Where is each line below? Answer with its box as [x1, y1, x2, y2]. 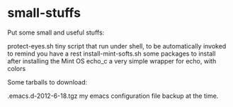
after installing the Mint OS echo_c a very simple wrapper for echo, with [7, 56, 217, 65]
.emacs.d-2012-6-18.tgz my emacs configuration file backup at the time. [7, 92, 219, 100]
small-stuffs [7, 5, 81, 21]
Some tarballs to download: [7, 77, 88, 86]
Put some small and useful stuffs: [7, 28, 105, 37]
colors [7, 64, 26, 73]
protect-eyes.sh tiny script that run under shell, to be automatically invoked [7, 42, 227, 50]
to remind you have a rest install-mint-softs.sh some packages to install [7, 49, 216, 58]
